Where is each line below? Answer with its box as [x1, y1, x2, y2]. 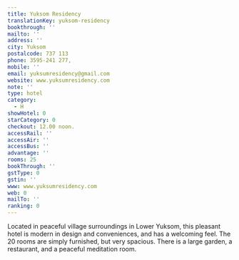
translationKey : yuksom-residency [7, 17, 111, 24]
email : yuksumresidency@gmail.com [7, 70, 111, 77]
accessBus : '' [7, 143, 50, 150]
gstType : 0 [7, 169, 40, 177]
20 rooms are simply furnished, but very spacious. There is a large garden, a [7, 237, 233, 246]
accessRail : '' [7, 130, 53, 137]
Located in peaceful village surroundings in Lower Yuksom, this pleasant [7, 222, 221, 230]
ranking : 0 [7, 202, 40, 210]
